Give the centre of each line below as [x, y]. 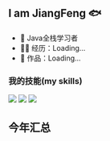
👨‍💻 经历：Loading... [53, 48]
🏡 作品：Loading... [51, 58]
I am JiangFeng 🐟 [55, 13]
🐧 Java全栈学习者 [49, 38]
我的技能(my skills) [45, 81]
